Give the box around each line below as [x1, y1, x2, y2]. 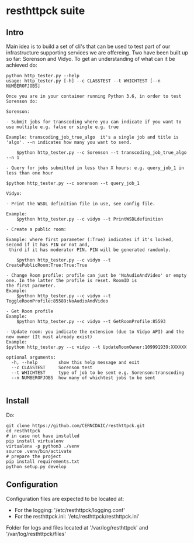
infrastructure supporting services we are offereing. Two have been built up [6, 49, 189, 56]
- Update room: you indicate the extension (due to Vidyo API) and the [6, 329, 184, 335]
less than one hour [6, 170, 54, 176]
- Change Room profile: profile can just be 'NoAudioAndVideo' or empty [6, 273, 187, 279]
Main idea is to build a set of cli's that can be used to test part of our [6, 43, 171, 50]
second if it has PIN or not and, [6, 242, 91, 248]
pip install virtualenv [6, 438, 64, 444]
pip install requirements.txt [6, 458, 80, 465]
